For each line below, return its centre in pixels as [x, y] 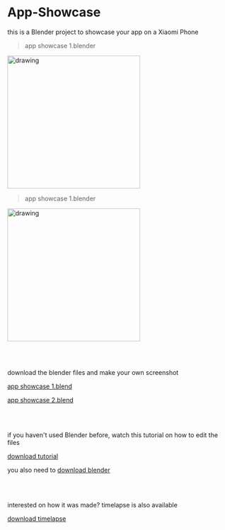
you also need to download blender [59, 470]
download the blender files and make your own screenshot [93, 372]
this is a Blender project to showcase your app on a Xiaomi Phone [103, 32]
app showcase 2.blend [40, 400]
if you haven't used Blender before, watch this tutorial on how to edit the [112, 435]
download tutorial [33, 456]
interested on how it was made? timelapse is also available [93, 504]
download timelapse [37, 519]
